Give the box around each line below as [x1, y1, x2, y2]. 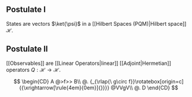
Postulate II [6, 44, 48, 54]
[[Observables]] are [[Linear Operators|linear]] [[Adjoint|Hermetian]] [6, 60, 171, 67]
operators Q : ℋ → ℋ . [6, 66, 61, 73]
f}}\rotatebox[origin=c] [128, 78, 184, 85]
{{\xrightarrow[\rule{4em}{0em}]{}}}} [19, 84, 110, 91]
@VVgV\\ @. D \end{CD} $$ [110, 84, 178, 91]
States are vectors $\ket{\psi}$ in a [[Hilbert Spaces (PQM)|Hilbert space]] [6, 20, 187, 27]
